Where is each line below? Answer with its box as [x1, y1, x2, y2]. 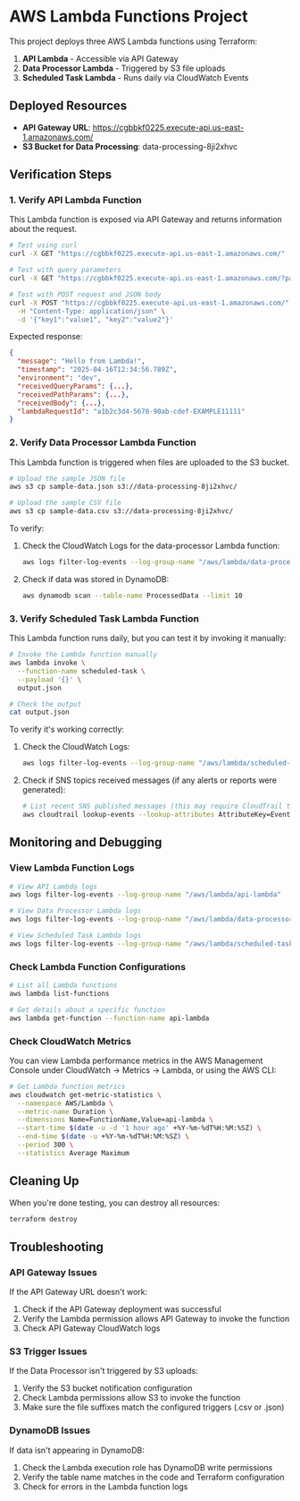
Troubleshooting [9, 1239, 104, 1255]
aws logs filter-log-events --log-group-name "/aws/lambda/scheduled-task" [9, 939, 297, 948]
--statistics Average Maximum [17, 1148, 129, 1157]
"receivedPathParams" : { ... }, [17, 390, 129, 399]
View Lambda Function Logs [9, 862, 135, 874]
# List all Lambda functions [9, 981, 118, 991]
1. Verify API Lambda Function [9, 194, 142, 207]
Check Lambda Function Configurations [9, 960, 186, 973]
